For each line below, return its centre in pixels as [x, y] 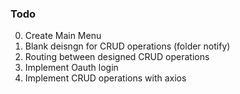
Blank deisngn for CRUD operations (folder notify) [127, 46]
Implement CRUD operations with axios [105, 78]
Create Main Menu [63, 36]
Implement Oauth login [71, 68]
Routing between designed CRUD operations [117, 57]
